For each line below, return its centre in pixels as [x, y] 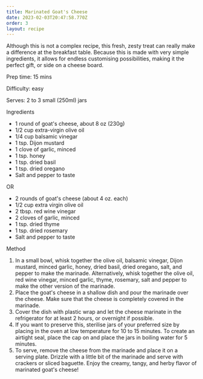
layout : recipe [25, 29]
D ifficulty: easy [25, 89]
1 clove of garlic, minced [45, 149]
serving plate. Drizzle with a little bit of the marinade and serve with [99, 357]
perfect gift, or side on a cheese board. [55, 65]
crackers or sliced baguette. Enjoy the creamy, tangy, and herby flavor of [106, 363]
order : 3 [17, 23]
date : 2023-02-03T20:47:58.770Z [47, 18]
